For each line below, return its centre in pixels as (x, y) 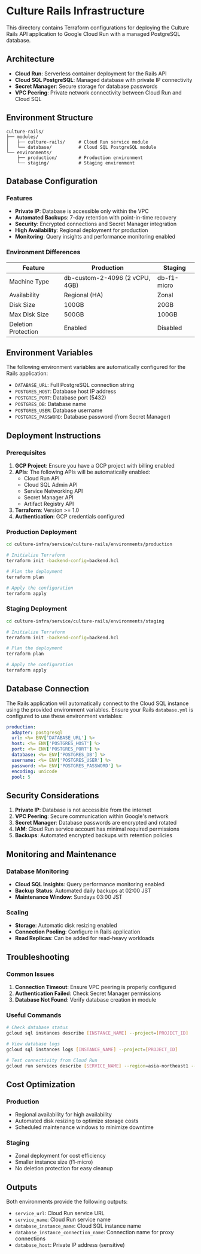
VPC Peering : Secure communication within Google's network (92, 816)
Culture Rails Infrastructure (75, 11)
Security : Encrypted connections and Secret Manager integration (96, 224)
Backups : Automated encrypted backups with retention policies (93, 835)
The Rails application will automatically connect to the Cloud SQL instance (98, 703)
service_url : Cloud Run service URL (60, 1213)
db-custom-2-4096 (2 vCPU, (107, 277)
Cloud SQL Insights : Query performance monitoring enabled (89, 884)
